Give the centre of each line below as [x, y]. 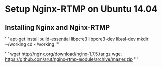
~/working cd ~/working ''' [32, 44]
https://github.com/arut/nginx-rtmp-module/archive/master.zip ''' [72, 59]
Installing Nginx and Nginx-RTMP [58, 27]
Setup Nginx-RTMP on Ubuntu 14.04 [81, 9]
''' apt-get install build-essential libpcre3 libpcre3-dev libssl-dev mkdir [77, 39]
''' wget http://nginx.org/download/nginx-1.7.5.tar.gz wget [63, 54]
